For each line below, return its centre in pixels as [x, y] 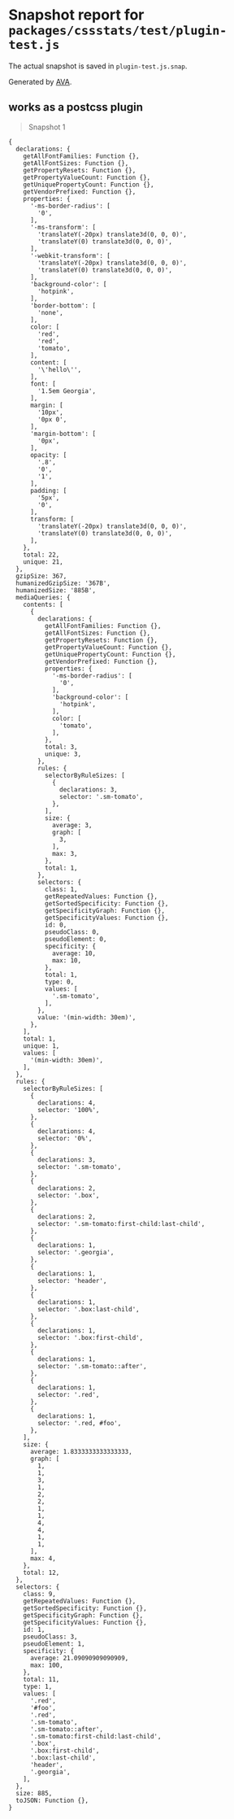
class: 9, [40, 1594]
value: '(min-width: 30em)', [87, 1017]
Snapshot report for [76, 15]
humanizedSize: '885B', [56, 590]
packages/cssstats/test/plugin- [118, 31]
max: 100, [46, 1665]
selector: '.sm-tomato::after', [93, 1366]
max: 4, [43, 1558]
